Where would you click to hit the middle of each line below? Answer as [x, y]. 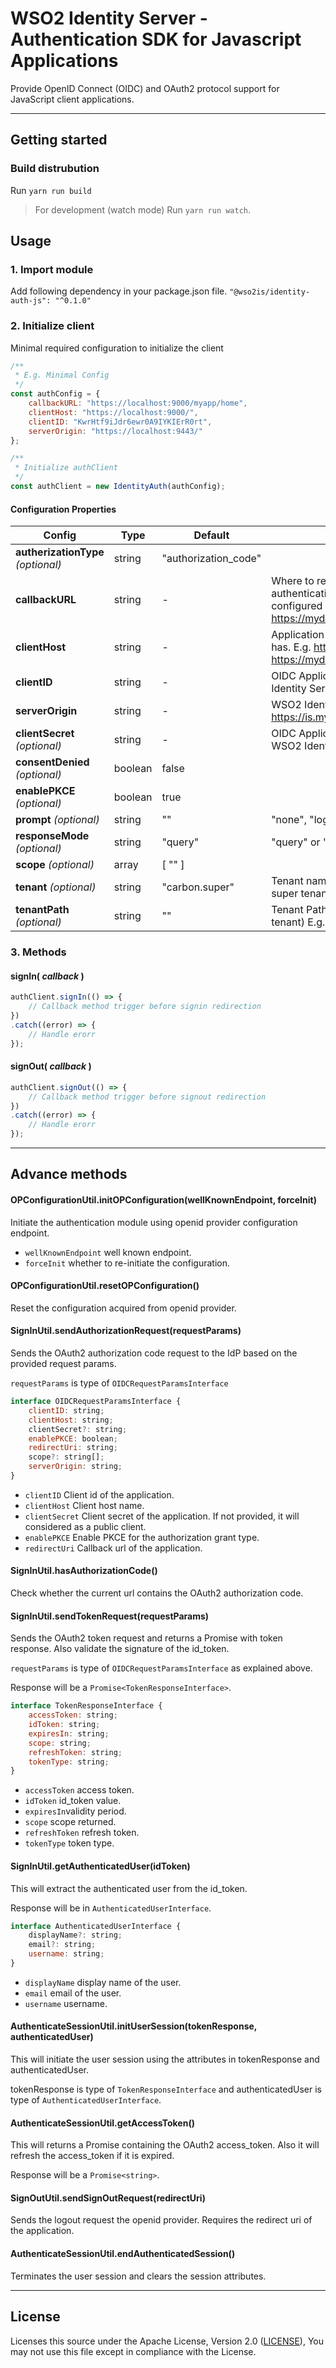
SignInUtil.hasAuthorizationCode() [84, 1571]
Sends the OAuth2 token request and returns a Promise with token [146, 1638]
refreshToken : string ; [75, 1752]
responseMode [52, 836]
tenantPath [42, 910]
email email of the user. [73, 1993]
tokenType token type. [69, 1843]
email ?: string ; [62, 1945]
